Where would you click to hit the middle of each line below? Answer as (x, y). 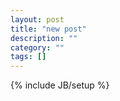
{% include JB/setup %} (60, 85)
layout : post (37, 19)
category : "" (37, 47)
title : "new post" (48, 29)
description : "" (44, 38)
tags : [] (28, 57)
